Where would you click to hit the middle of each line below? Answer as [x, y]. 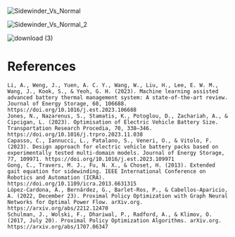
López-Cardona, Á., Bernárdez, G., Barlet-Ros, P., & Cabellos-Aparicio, [118, 190]
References [42, 66]
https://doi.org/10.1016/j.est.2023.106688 [72, 110]
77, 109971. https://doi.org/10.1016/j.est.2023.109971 [91, 159]
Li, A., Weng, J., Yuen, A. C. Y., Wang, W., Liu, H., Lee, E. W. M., [113, 85]
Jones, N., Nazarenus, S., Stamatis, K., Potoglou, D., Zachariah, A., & [118, 116]
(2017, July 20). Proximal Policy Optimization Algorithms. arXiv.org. [114, 220]
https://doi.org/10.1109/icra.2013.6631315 [72, 184]
